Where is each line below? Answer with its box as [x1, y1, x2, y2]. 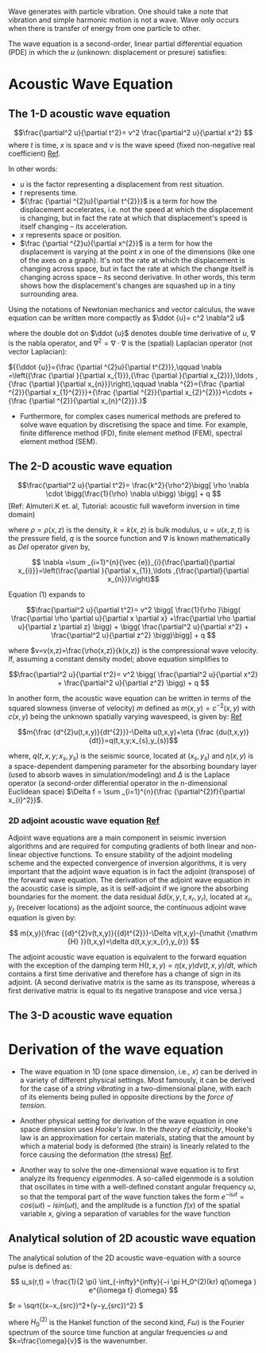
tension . [19, 1100, 47, 1111]
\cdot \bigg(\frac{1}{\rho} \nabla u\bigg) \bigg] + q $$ [45, 489, 222, 499]
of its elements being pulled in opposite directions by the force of [19, 1092, 233, 1102]
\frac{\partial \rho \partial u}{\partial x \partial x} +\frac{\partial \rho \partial [10, 613, 256, 623]
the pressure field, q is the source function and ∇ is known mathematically [8, 534, 251, 543]
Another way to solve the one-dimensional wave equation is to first [19, 1166, 240, 1175]
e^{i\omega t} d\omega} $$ [88, 1285, 179, 1294]
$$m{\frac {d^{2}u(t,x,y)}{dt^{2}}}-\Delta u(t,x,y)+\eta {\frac [17, 727, 214, 737]
